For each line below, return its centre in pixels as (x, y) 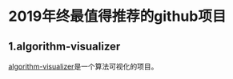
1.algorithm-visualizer (64, 46)
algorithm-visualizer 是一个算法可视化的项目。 (83, 66)
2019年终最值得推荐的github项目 (117, 16)
